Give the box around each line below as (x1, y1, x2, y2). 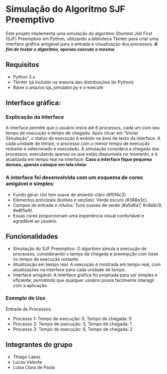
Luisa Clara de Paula (12, 364, 55, 370)
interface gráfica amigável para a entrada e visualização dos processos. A (5, 41, 158, 47)
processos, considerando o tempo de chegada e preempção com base (12, 250, 159, 256)
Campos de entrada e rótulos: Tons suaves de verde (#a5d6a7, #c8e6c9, (12, 202, 163, 208)
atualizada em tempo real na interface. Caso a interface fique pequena (5, 156, 152, 162)
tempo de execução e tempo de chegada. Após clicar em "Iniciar (5, 130, 139, 136)
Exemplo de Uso (5, 295, 46, 302)
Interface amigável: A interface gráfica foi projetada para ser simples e (12, 272, 158, 278)
